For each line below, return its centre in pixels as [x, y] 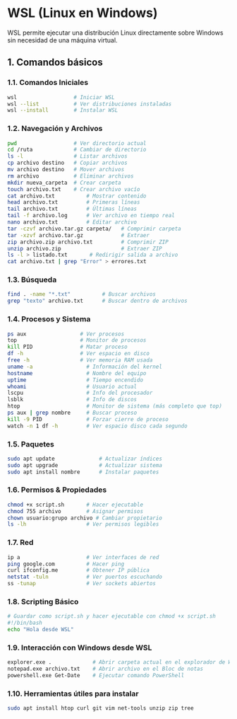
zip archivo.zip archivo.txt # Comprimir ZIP [88, 242]
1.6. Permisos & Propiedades [57, 490]
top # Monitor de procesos [77, 340]
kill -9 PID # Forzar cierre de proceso [88, 419]
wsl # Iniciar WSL [61, 97]
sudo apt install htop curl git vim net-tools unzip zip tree [101, 708]
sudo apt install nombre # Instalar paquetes [83, 472]
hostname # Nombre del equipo [77, 373]
